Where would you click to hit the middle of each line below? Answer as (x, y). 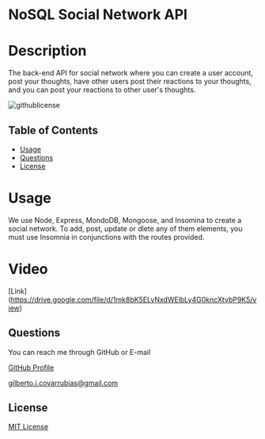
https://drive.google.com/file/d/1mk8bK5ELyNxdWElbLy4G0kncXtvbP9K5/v (134, 299)
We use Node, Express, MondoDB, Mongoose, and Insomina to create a (125, 220)
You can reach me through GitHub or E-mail (79, 352)
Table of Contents (53, 130)
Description (47, 51)
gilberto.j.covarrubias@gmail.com (63, 383)
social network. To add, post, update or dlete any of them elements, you (125, 229)
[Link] (18, 291)
